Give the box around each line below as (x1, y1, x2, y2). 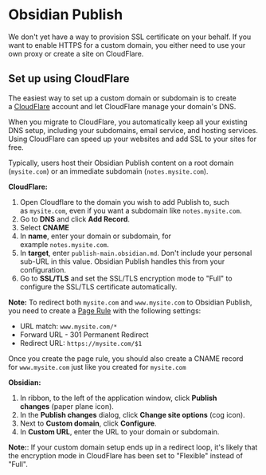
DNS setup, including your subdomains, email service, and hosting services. (8, 125, 259, 135)
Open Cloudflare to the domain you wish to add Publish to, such (19, 197, 229, 206)
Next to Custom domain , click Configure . (19, 418, 157, 428)
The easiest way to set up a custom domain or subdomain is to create (8, 93, 237, 103)
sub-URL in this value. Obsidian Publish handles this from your (19, 257, 225, 266)
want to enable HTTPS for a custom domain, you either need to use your (8, 40, 246, 49)
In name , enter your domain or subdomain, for (19, 231, 172, 241)
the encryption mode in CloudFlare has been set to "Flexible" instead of (8, 450, 243, 460)
